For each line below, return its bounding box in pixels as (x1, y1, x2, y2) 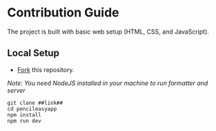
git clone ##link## (7, 99, 63, 106)
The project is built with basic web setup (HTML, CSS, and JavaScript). (7, 27, 209, 36)
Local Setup (7, 47, 60, 59)
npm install (7, 111, 41, 118)
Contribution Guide (7, 5, 119, 21)
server (7, 86, 26, 94)
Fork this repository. (17, 65, 75, 73)
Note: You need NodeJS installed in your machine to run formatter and (7, 79, 208, 87)
